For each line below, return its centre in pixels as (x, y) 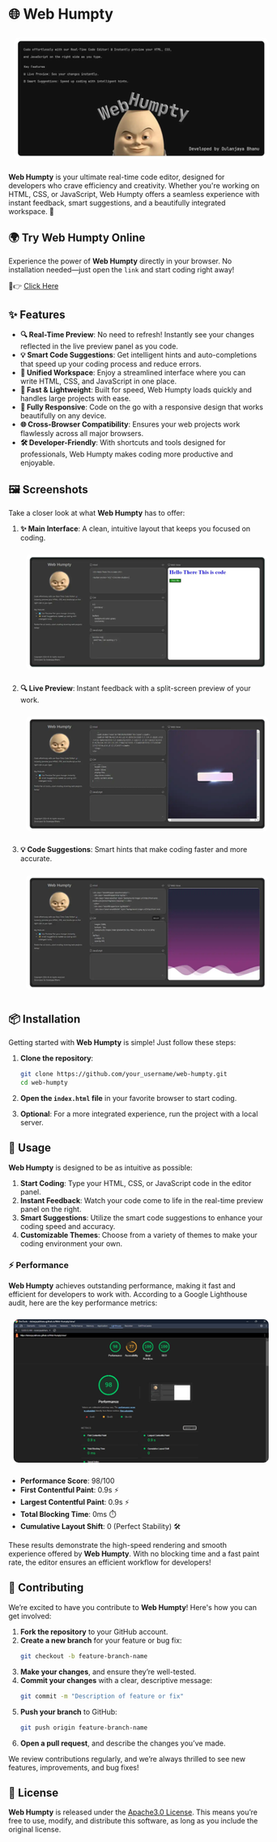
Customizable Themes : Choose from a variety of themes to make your (138, 1235)
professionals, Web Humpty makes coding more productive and (126, 454)
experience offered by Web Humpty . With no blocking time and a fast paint (134, 1554)
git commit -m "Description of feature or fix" (102, 1696)
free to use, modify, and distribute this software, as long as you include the (133, 1821)
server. (32, 1122)
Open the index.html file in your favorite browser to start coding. (128, 1098)
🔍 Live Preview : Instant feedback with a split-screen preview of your (135, 688)
